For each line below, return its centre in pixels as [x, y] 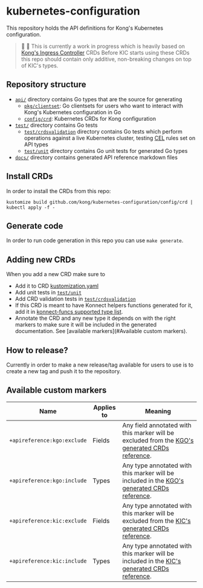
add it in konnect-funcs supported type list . [69, 312]
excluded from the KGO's [158, 440]
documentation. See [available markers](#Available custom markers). [101, 331]
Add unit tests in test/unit [48, 292]
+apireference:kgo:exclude [48, 440]
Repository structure [46, 85]
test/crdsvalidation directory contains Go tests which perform [103, 131]
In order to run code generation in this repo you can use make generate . [95, 240]
